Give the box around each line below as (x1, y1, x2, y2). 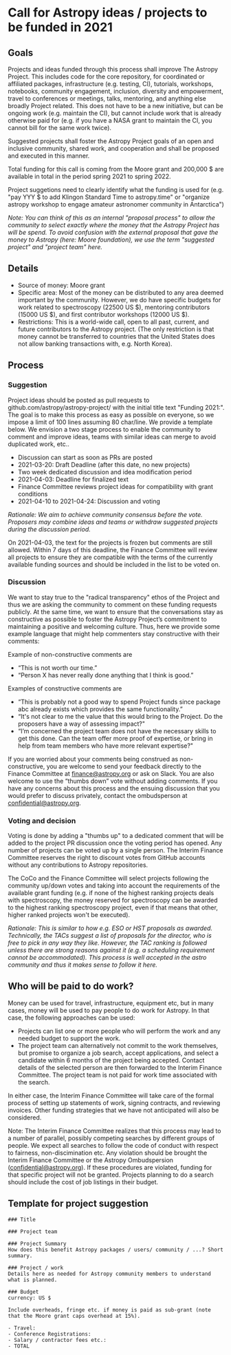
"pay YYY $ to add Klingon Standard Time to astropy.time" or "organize (8, 193, 210, 201)
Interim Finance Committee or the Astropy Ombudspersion (8, 1155, 174, 1164)
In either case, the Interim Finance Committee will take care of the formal (8, 1091, 214, 1100)
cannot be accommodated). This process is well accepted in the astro (8, 954, 207, 962)
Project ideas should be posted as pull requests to (8, 396, 150, 404)
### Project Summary (8, 1240, 67, 1247)
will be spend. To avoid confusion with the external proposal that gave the (8, 229, 219, 236)
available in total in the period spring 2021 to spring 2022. (8, 172, 171, 180)
